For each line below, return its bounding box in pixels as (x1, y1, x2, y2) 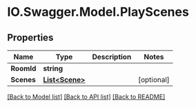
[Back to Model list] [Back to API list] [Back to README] (7, 93, 166, 101)
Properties (7, 32, 54, 43)
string (43, 64, 63, 73)
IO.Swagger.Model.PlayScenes (7, 4, 190, 20)
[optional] (137, 75, 170, 84)
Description (92, 52, 132, 61)
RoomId (10, 64, 37, 73)
